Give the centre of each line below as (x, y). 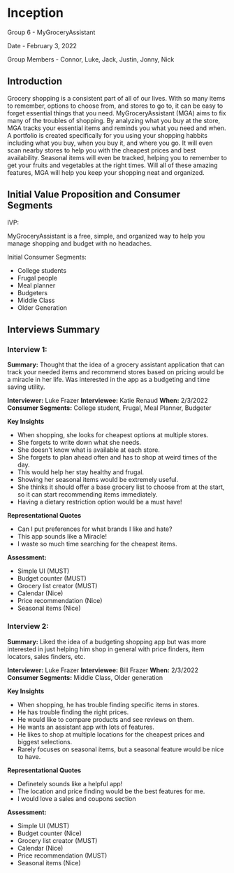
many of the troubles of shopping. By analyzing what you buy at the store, (114, 120)
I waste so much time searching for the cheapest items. (97, 544)
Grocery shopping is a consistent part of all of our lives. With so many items (116, 98)
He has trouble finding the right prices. (73, 712)
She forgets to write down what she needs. (79, 443)
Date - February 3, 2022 (42, 45)
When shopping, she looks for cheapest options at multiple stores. (113, 435)
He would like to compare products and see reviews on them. (105, 719)
